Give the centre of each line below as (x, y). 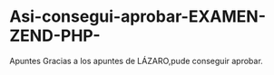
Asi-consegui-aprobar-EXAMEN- (137, 17)
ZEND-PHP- (55, 36)
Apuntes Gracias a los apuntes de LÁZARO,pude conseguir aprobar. (136, 61)
